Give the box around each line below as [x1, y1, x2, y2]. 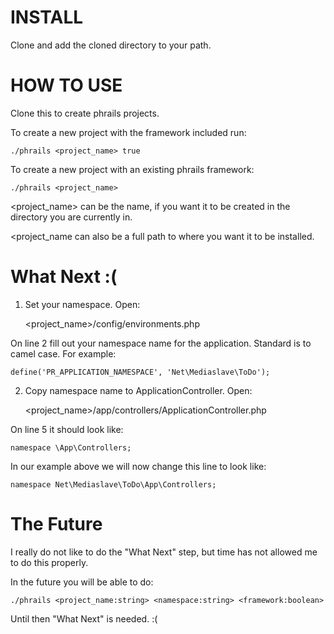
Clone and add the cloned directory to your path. [10, 39, 212, 51]
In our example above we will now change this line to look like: [10, 460, 267, 472]
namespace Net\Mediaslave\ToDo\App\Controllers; [10, 479, 217, 490]
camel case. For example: [10, 347, 117, 360]
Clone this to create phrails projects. [10, 107, 160, 119]
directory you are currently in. [10, 211, 133, 223]
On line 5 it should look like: [10, 423, 124, 435]
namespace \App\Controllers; [10, 442, 132, 453]
